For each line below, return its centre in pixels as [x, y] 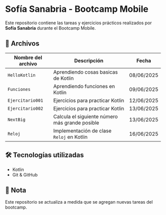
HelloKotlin [22, 75]
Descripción [89, 60]
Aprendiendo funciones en [84, 86]
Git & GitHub [25, 174]
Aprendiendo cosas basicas [86, 72]
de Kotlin [64, 78]
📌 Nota [16, 190]
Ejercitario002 [25, 108]
